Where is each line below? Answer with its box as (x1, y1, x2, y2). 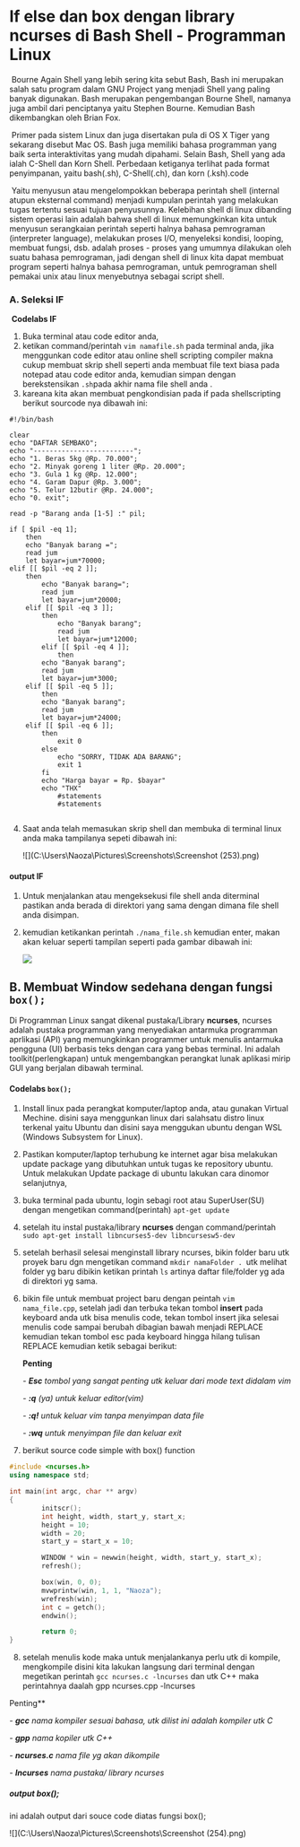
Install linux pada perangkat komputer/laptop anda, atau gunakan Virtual (21, 1103, 289, 1114)
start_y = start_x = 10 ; (41, 1537, 134, 1546)
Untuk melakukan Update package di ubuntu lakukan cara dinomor (21, 1168, 270, 1179)
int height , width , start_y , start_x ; (41, 1512, 186, 1521)
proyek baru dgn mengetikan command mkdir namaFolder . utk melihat (21, 1257, 287, 1268)
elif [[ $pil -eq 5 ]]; (25, 682, 115, 692)
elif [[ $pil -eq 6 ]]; (25, 721, 115, 730)
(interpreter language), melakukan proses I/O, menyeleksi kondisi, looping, (9, 232, 284, 243)
